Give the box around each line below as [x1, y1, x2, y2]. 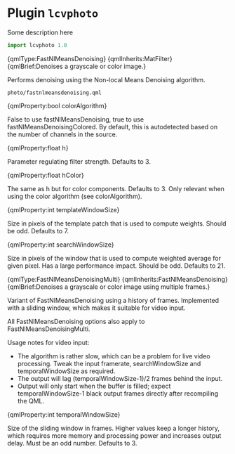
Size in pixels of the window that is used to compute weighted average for [7, 254, 221, 262]
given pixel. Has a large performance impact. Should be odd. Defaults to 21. [7, 261, 226, 270]
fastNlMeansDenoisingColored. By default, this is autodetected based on [7, 122, 218, 131]
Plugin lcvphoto [7, 5, 99, 21]
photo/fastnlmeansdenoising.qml [7, 89, 102, 96]
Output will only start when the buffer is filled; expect [17, 382, 171, 390]
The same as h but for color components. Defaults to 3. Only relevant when [7, 184, 224, 193]
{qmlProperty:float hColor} [7, 171, 84, 179]
